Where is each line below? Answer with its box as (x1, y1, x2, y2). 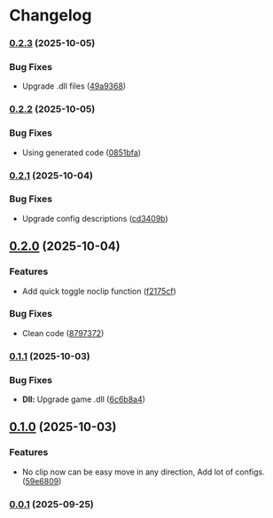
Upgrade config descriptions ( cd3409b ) (21, 213, 168, 224)
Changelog (9, 5, 92, 26)
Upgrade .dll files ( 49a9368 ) (21, 81, 127, 91)
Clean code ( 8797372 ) (21, 327, 105, 338)
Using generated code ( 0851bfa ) (21, 147, 142, 158)
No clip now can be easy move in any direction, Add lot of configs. (21, 467, 265, 477)
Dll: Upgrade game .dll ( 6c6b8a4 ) (21, 394, 146, 404)
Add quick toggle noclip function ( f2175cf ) (21, 286, 177, 296)
